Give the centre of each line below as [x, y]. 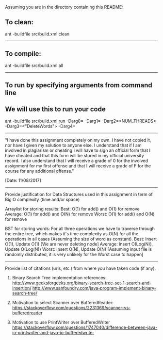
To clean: [19, 22]
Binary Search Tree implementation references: [59, 277]
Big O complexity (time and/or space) [42, 199]
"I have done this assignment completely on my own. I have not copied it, [78, 140]
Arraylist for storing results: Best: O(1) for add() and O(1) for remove [72, 209]
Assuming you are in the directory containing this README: [64, 7]
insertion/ [22, 288]
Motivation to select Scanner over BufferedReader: [63, 302]
